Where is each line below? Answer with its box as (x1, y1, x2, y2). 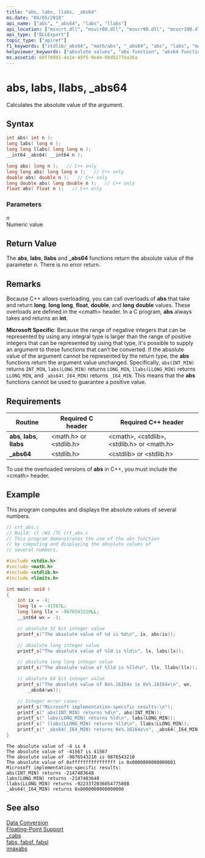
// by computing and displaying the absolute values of (6, 541, 151, 547)
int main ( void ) (6, 586, 51, 592)
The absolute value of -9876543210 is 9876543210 (6, 753, 135, 760)
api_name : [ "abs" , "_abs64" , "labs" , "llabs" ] (6, 20, 127, 26)
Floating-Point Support (6, 825, 64, 832)
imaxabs (6, 845, 27, 852)
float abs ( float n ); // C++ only (6, 186, 103, 192)
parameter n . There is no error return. (6, 261, 101, 268)
